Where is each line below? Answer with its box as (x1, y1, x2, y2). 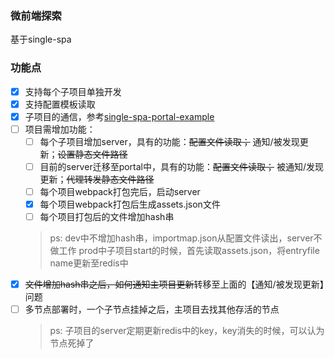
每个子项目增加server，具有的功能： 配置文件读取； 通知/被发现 (39, 135, 300, 147)
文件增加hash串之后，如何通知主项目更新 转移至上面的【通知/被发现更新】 (24, 278, 325, 291)
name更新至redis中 (49, 257, 129, 269)
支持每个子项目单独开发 (24, 85, 122, 97)
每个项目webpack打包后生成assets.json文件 (39, 198, 221, 211)
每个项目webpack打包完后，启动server (39, 185, 201, 197)
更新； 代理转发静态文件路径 (39, 173, 155, 185)
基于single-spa (10, 33, 72, 46)
